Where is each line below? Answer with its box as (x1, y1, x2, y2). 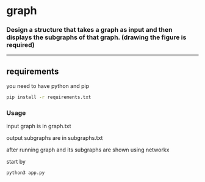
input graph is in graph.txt (6, 123, 71, 130)
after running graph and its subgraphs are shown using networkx (6, 146, 170, 153)
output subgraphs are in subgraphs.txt (6, 134, 103, 142)
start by (6, 158, 26, 166)
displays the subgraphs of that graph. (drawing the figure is (6, 33, 187, 42)
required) (6, 41, 35, 49)
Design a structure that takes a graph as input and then (6, 26, 173, 34)
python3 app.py (6, 170, 45, 176)
